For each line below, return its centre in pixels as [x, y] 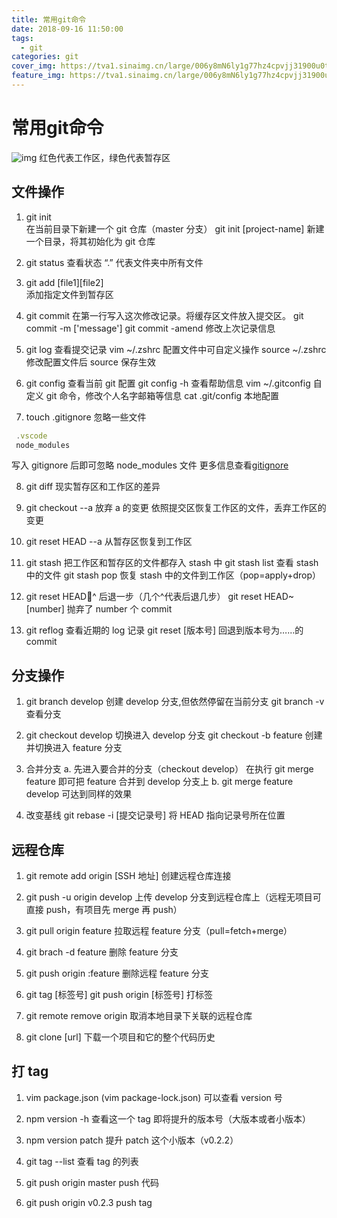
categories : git [45, 57]
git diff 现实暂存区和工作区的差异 [93, 487]
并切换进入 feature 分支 [74, 748]
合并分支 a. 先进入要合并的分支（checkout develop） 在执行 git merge [169, 769]
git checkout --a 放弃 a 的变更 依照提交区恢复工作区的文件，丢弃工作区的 [176, 508]
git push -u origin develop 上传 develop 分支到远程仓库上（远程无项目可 [173, 897]
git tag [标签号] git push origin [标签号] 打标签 [119, 994]
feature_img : [38, 76]
